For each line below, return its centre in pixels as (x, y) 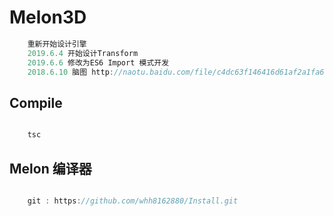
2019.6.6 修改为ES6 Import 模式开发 (98, 62)
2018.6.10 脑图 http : (70, 72)
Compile (36, 102)
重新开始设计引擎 (57, 44)
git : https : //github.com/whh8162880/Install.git (133, 201)
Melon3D (48, 17)
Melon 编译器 (50, 168)
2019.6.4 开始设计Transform (83, 53)
